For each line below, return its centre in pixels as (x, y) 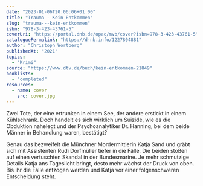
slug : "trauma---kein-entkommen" (48, 23)
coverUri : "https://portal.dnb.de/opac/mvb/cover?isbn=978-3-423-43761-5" (102, 34)
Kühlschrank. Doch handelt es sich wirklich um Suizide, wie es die (89, 120)
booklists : (20, 74)
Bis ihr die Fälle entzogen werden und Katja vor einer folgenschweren (93, 170)
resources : (20, 85)
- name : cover (29, 91)
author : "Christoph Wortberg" (44, 46)
